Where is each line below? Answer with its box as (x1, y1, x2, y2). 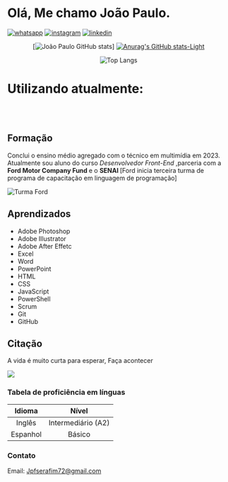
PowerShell (17, 294, 51, 303)
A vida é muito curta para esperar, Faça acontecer (7, 357, 153, 365)
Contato (7, 450, 36, 460)
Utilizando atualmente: (7, 81, 144, 97)
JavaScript (17, 287, 49, 296)
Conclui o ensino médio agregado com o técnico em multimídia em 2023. (7, 151, 220, 159)
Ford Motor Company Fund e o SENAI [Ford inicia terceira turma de (7, 166, 205, 174)
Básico (68, 429, 90, 439)
